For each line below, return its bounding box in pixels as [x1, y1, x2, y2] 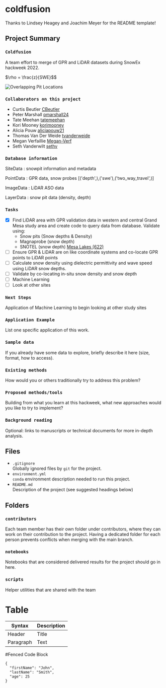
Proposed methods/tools [5, 390, 63, 395]
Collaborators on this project [5, 96, 81, 102]
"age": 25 [9, 674, 30, 679]
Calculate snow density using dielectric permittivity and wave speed [12, 260, 153, 266]
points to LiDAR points [12, 254, 58, 260]
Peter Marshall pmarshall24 [12, 111, 69, 117]
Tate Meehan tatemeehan [12, 117, 65, 123]
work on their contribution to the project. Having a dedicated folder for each [5, 532, 161, 537]
